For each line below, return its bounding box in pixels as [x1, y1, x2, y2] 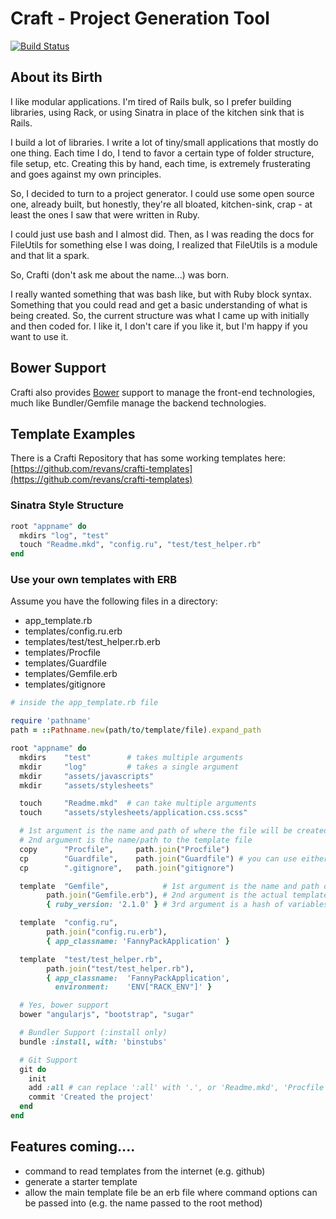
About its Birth [10, 69, 103, 86]
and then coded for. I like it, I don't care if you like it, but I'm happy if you [10, 320, 308, 332]
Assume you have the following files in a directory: [10, 595, 218, 607]
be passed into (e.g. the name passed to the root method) [24, 1197, 263, 1209]
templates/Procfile [24, 647, 102, 659]
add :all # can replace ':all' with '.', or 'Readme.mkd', [28, 1083, 280, 1093]
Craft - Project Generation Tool [10, 7, 270, 30]
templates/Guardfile [24, 657, 107, 669]
